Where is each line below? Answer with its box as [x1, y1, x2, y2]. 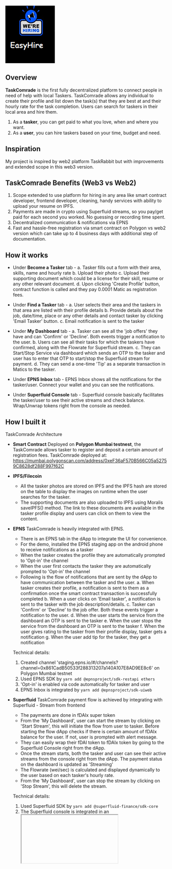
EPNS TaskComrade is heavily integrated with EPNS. [12, 526, 124, 532]
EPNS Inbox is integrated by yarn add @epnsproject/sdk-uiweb [20, 687, 152, 693]
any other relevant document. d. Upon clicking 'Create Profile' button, [12, 281, 160, 287]
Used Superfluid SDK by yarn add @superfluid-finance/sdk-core [20, 803, 158, 809]
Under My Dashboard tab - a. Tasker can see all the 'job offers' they [12, 328, 158, 334]
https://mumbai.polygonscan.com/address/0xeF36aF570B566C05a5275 [12, 458, 167, 464]
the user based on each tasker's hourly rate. [20, 772, 114, 779]
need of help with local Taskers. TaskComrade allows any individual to [5, 92, 154, 98]
